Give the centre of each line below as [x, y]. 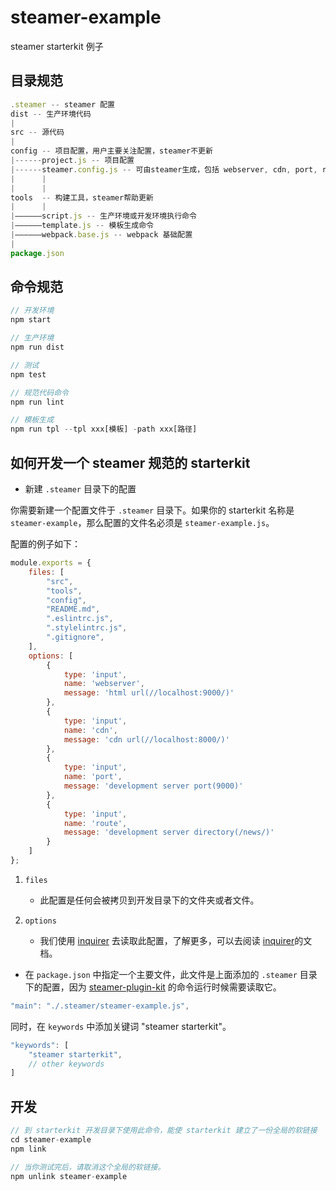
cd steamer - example [51, 1139]
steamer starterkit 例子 [57, 46]
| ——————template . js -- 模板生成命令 [82, 226]
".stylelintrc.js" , [87, 628]
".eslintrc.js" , [80, 619]
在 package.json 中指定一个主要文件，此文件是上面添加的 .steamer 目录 [171, 974]
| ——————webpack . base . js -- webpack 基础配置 [101, 235]
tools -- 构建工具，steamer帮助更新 [82, 197]
